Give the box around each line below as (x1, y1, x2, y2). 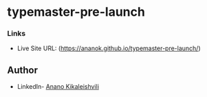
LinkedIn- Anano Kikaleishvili (17, 83, 100, 91)
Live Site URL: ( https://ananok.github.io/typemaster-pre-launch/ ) (17, 44, 201, 52)
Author (7, 64, 38, 76)
